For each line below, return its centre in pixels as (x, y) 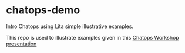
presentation (21, 44)
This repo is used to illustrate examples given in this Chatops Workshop (92, 37)
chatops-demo (43, 10)
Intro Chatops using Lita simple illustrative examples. (70, 26)
